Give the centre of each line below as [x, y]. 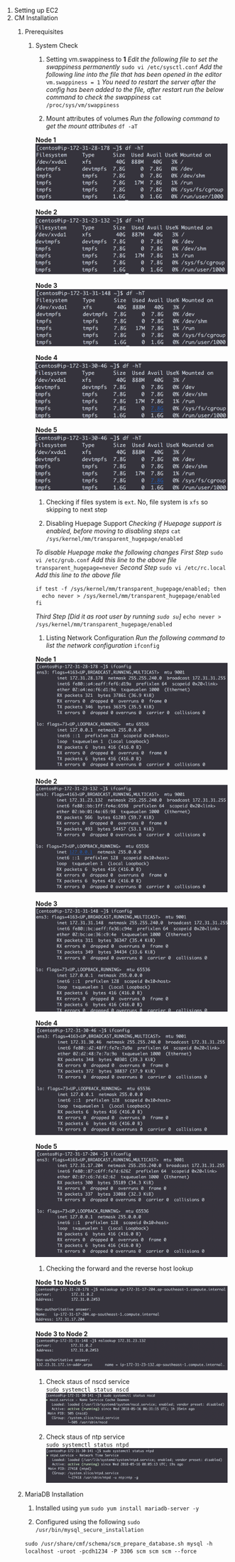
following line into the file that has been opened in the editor [134, 74]
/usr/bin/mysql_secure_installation [89, 1530]
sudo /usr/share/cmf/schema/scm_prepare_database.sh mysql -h [119, 1543]
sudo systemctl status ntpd [87, 1445]
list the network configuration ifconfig [103, 645]
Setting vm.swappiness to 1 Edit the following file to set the [132, 59]
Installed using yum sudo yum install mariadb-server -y [117, 1508]
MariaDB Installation [54, 1494]
